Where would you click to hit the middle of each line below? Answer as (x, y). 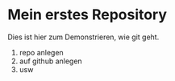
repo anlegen (41, 52)
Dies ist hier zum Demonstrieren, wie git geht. (83, 37)
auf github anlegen (50, 61)
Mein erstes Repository (87, 15)
